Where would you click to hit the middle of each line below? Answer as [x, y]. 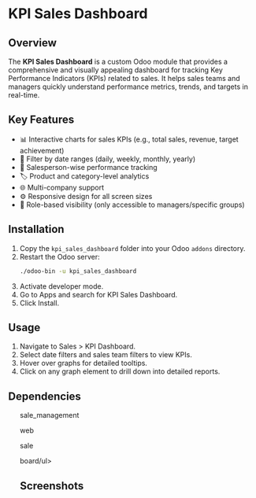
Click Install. [39, 303]
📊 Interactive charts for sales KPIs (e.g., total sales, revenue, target [129, 139]
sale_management [49, 415]
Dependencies [45, 396]
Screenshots [52, 486]
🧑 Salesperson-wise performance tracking [88, 167]
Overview [33, 43]
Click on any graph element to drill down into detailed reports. [120, 371]
